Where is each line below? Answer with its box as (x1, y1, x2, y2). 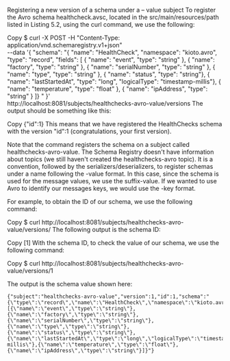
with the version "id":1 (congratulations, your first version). (7, 127, 172, 135)
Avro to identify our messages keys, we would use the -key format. (7, 185, 196, 192)
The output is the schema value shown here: (7, 280, 133, 288)
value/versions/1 (7, 267, 53, 275)
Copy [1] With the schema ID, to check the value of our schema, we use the (7, 239, 220, 246)
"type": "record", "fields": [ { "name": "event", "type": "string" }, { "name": (7, 56, 216, 64)
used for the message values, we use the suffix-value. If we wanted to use (7, 177, 217, 185)
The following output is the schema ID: (52, 226, 161, 233)
